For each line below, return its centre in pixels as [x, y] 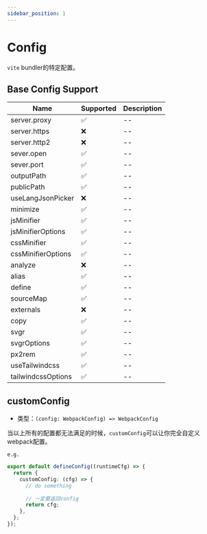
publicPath [28, 187]
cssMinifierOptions [41, 254]
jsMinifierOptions [38, 232]
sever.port [27, 165]
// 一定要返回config [52, 498]
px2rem [23, 354]
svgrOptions [30, 343]
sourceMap [29, 299]
